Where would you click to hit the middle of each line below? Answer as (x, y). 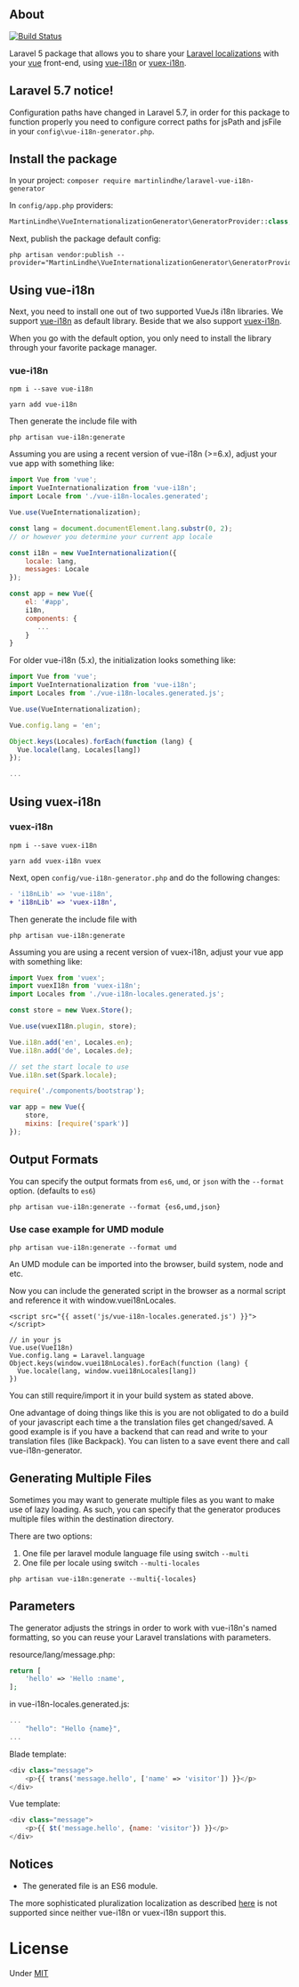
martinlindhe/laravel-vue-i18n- (195, 182)
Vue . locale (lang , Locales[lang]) (79, 750)
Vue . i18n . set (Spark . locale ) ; (63, 1075)
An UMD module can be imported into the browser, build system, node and (146, 1264)
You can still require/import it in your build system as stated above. (131, 1395)
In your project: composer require (70, 181)
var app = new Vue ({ (48, 1107)
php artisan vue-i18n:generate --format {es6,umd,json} (115, 1207)
